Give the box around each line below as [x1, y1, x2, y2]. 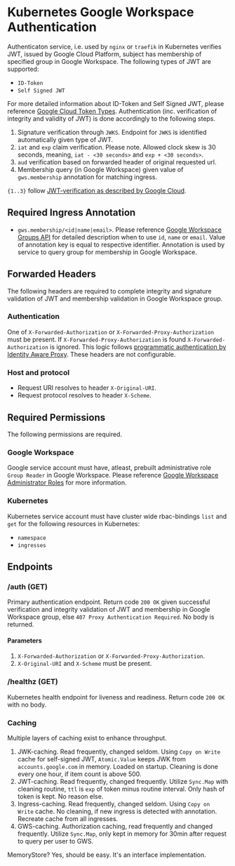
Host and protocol [7, 367, 70, 377]
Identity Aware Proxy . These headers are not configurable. [7, 350, 176, 358]
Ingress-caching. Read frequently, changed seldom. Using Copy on [17, 800, 210, 808]
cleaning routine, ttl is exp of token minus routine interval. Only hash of [17, 785, 225, 794]
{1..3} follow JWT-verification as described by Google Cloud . [7, 186, 187, 195]
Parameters [7, 636, 42, 645]
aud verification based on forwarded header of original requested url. [17, 157, 217, 166]
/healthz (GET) [7, 677, 58, 687]
